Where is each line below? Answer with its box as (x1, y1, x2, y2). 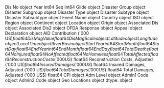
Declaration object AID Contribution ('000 (5, 30, 89, 36)
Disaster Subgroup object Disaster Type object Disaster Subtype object (5, 9, 149, 15)
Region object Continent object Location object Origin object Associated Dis (5, 20, 159, 26)
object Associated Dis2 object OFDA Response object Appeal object (5, 25, 143, 31)
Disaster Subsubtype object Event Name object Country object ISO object (5, 15, 154, 20)
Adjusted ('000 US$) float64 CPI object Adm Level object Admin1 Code (5, 72, 148, 78)
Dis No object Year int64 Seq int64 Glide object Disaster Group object (5, 4, 146, 10)
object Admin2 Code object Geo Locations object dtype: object (5, 77, 133, 83)
